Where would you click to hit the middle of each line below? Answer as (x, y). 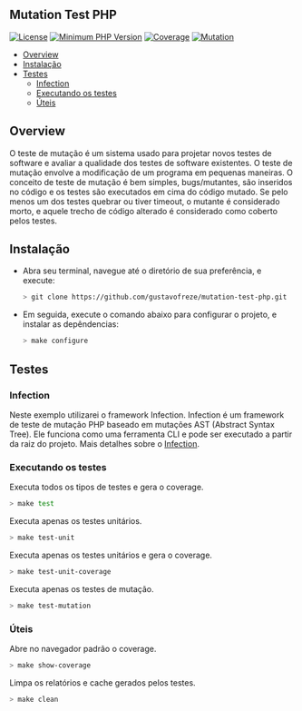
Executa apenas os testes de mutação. (82, 588)
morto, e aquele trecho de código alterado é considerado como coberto (144, 211)
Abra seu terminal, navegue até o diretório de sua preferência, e (142, 271)
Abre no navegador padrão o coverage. (83, 648)
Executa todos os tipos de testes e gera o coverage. (107, 487)
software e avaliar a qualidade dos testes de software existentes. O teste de (151, 163)
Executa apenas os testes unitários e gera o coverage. (111, 555)
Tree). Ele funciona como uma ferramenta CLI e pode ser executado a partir (151, 434)
